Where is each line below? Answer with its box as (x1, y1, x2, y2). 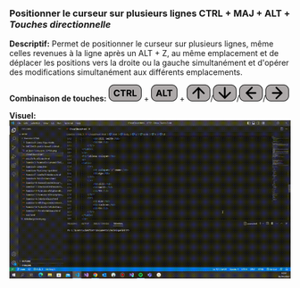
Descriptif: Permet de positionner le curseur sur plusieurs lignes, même (9, 38, 274, 49)
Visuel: (9, 111, 37, 121)
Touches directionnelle (9, 18, 112, 30)
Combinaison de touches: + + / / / (9, 93, 266, 104)
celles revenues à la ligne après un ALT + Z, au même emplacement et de (9, 48, 279, 59)
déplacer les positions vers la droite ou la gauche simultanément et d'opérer (9, 57, 289, 69)
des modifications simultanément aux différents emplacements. (9, 67, 243, 78)
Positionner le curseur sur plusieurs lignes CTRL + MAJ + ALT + (9, 7, 291, 20)
